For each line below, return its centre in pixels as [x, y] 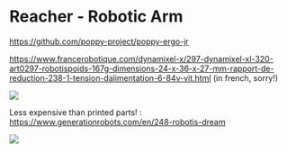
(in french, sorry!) [246, 77]
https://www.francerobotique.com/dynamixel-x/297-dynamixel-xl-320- [142, 58]
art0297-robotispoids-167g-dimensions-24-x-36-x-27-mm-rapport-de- [142, 68]
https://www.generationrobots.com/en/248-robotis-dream [117, 121]
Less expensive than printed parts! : [76, 112]
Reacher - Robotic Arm [96, 17]
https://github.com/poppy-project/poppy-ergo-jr [99, 41]
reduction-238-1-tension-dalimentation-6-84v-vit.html [110, 77]
